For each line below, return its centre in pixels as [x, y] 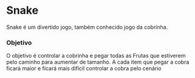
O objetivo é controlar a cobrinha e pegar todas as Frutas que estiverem [96, 56]
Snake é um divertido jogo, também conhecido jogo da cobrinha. [87, 27]
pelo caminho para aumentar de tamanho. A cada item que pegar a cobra [98, 62]
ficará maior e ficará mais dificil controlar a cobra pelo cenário [84, 68]
